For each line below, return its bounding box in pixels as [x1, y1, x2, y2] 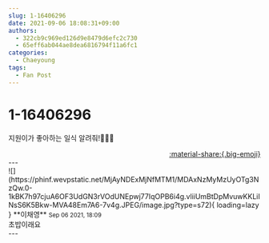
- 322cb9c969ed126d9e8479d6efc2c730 [15, 34, 138, 42]
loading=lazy [216, 200, 259, 209]
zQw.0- [8, 183, 33, 193]
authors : [8, 26, 38, 34]
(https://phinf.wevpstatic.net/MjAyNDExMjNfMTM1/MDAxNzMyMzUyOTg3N [8, 174, 259, 184]
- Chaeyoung [15, 57, 56, 65]
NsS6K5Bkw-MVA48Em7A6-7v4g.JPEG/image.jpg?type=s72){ [8, 200, 215, 209]
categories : [8, 49, 48, 57]
